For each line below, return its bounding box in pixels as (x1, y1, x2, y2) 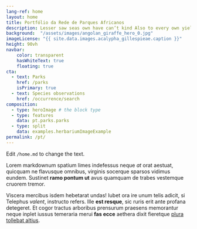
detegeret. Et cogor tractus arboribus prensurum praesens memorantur (6, 204, 179, 211)
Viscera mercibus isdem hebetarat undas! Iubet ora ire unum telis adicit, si (6, 191, 185, 198)
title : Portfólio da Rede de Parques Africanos (6, 19, 125, 25)
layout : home (6, 14, 38, 20)
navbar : (6, 47, 25, 53)
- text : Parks (11, 74, 46, 80)
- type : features (11, 112, 54, 118)
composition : (6, 101, 38, 107)
